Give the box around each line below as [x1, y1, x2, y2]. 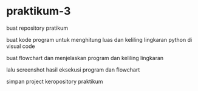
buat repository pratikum [6, 24, 69, 32]
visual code [6, 42, 35, 50]
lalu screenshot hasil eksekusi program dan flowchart [6, 66, 140, 73]
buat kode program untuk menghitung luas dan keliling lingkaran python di [6, 36, 193, 43]
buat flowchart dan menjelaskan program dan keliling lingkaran [6, 54, 164, 61]
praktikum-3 [6, 4, 71, 18]
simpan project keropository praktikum [6, 78, 103, 85]
